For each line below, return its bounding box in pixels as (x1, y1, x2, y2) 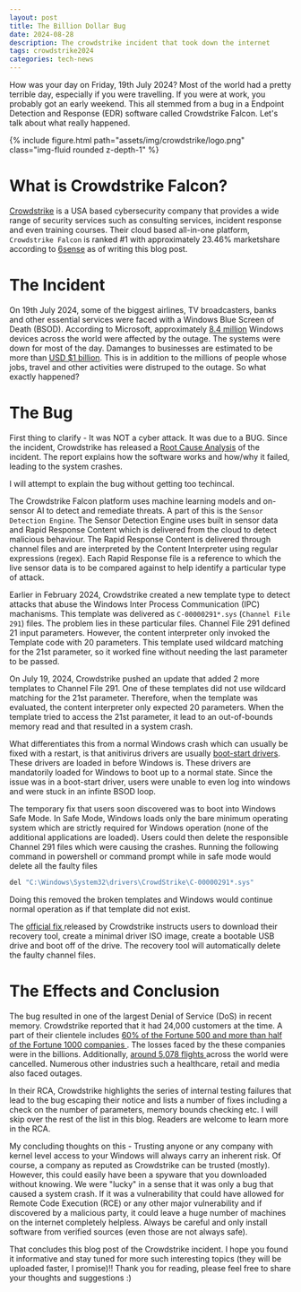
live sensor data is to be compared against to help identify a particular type (9, 562, 287, 573)
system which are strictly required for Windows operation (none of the (9, 822, 269, 833)
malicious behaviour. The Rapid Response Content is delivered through (9, 533, 271, 544)
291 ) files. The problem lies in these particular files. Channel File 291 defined (9, 618, 291, 629)
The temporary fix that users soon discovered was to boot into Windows (9, 803, 276, 814)
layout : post (9, 13, 58, 22)
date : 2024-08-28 (9, 30, 74, 39)
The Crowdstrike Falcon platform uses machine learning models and (9, 495, 262, 507)
